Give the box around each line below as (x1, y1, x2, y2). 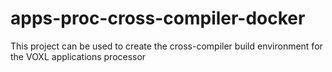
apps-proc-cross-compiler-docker (10, 7, 306, 30)
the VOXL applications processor (10, 50, 147, 62)
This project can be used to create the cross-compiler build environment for (10, 40, 323, 52)
